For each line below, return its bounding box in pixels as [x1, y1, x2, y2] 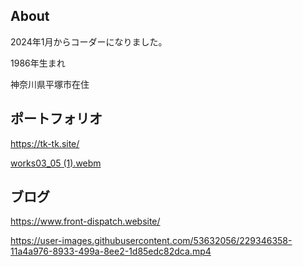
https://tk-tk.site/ [10, 137, 80, 149]
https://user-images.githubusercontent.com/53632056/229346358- [10, 235, 293, 247]
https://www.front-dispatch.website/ [10, 215, 161, 228]
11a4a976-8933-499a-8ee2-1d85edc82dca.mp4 [10, 245, 212, 258]
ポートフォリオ [10, 110, 103, 128]
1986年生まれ [10, 57, 66, 69]
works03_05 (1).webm [10, 157, 102, 169]
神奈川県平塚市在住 [10, 78, 90, 90]
